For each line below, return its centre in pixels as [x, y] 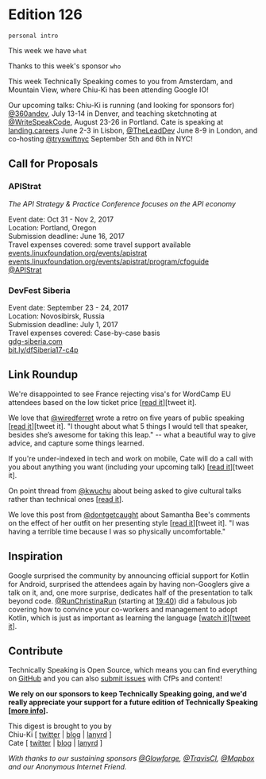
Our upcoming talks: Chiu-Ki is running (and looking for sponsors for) [121, 105]
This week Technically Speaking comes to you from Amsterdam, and [120, 81]
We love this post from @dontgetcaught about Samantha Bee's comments [129, 515]
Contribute [36, 651]
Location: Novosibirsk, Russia [56, 316]
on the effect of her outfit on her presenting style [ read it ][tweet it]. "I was [129, 523]
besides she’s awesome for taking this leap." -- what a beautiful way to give [132, 434]
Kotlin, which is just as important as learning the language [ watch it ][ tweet [129, 618]
